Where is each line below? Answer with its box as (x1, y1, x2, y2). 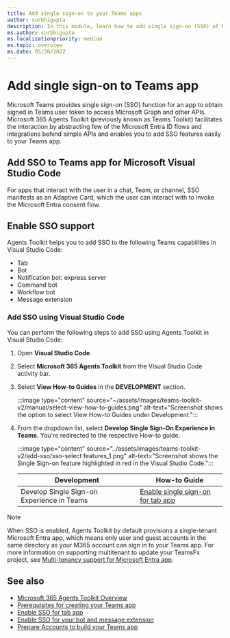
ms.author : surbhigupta (7, 29, 75, 36)
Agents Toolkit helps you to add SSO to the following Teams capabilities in (7, 238, 217, 247)
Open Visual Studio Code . (16, 348, 92, 357)
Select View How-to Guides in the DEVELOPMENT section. (16, 382, 186, 391)
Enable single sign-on (140, 486, 211, 496)
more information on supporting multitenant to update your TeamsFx (7, 548, 201, 556)
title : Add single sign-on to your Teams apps (7, 10, 142, 17)
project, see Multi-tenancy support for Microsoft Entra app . (7, 555, 174, 563)
